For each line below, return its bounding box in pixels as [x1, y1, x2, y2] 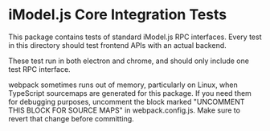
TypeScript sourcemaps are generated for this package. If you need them [8, 88, 252, 97]
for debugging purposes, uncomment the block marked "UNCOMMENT [8, 97, 245, 106]
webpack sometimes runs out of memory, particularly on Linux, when [8, 80, 239, 89]
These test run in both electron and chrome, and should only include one [8, 56, 249, 65]
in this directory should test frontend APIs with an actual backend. [8, 40, 227, 50]
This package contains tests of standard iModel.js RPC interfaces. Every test [8, 32, 262, 42]
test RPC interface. [8, 64, 71, 73]
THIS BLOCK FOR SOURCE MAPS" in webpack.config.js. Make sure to [8, 105, 241, 115]
